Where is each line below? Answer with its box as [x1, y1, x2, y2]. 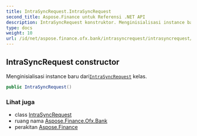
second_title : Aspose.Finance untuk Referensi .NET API [6, 14, 145, 20]
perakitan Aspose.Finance [14, 123, 78, 130]
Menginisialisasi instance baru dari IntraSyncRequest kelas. [6, 72, 148, 79]
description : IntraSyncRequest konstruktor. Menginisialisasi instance [6, 19, 185, 25]
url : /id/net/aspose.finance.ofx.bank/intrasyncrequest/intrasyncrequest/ [6, 36, 193, 41]
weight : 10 [6, 30, 33, 36]
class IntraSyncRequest [14, 111, 72, 118]
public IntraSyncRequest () [6, 84, 72, 90]
